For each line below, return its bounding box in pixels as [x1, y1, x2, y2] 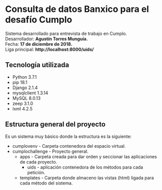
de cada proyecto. [19, 159, 57, 165]
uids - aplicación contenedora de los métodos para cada [27, 164, 143, 170]
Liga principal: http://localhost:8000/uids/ [5, 46, 94, 52]
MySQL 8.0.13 [12, 95, 41, 101]
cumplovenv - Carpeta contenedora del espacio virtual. [12, 143, 126, 149]
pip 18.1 [12, 79, 27, 85]
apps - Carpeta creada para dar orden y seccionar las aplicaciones [19, 153, 158, 160]
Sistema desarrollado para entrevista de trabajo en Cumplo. [5, 30, 127, 36]
